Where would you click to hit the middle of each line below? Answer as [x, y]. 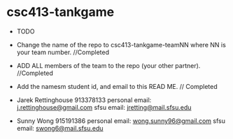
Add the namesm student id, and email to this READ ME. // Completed [117, 86]
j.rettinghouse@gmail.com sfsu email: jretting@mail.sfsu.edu [104, 107]
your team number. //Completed [63, 52]
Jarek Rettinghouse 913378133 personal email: [84, 100]
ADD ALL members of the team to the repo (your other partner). [108, 65]
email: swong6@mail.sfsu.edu [60, 128]
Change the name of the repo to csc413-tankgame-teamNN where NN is [121, 44]
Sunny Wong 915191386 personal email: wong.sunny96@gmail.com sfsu [121, 121]
